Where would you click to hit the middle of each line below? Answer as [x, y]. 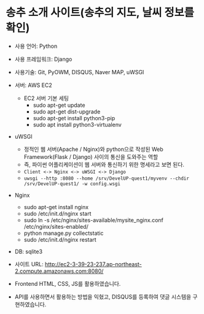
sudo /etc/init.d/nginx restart [60, 239]
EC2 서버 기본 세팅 [46, 98]
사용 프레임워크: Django [43, 59]
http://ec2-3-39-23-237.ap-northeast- [93, 264]
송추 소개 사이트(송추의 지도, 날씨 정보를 [100, 13]
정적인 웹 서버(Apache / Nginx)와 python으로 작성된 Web [93, 149]
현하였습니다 [30, 304]
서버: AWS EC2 [33, 85]
